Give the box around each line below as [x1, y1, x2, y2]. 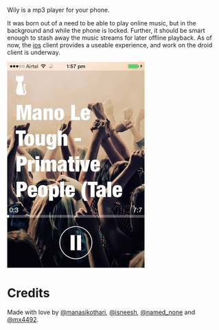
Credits [7, 285, 50, 301]
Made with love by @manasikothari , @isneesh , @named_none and [7, 308, 196, 316]
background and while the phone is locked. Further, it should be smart [7, 27, 205, 34]
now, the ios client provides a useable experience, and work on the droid [7, 41, 213, 49]
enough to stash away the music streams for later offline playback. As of [7, 34, 213, 42]
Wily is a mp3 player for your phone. [7, 6, 110, 14]
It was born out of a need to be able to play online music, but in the [7, 19, 197, 27]
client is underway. [7, 48, 60, 56]
